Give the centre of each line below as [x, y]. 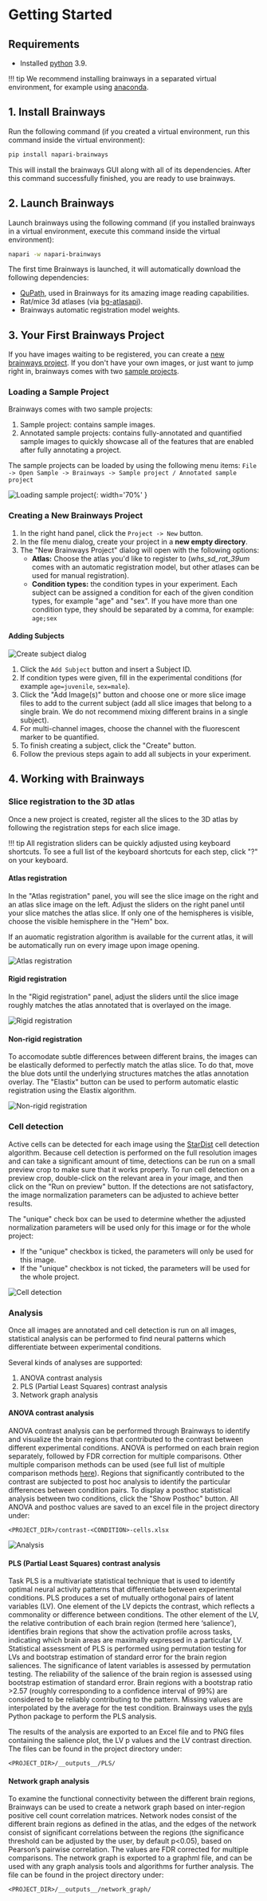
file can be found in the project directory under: [86, 1875]
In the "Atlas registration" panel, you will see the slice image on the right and [133, 895]
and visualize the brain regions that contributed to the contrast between [126, 1439]
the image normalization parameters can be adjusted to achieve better [124, 1195]
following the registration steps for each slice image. [94, 828]
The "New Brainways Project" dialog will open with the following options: [139, 550]
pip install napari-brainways [59, 154]
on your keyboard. [38, 860]
